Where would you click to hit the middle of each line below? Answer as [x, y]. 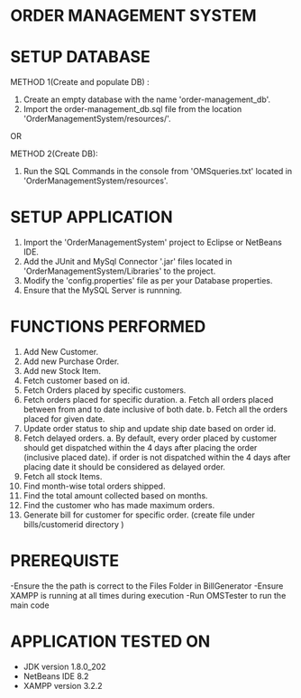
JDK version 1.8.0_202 [64, 666]
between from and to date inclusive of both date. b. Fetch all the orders [155, 409]
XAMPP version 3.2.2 [63, 685]
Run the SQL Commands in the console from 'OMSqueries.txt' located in [157, 172]
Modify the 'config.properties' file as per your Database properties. [148, 281]
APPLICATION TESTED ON [110, 642]
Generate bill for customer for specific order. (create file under [139, 515]
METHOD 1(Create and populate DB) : [80, 82]
